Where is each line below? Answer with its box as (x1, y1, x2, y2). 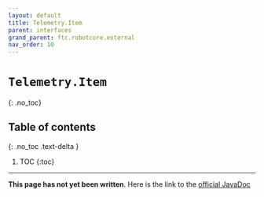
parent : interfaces (8, 26, 72, 34)
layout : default (8, 11, 61, 20)
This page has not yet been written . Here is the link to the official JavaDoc (8, 179, 251, 189)
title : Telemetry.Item (8, 19, 82, 27)
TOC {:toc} (19, 157, 55, 166)
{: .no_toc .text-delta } (8, 141, 79, 151)
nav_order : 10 (8, 41, 55, 49)
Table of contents (8, 121, 96, 134)
